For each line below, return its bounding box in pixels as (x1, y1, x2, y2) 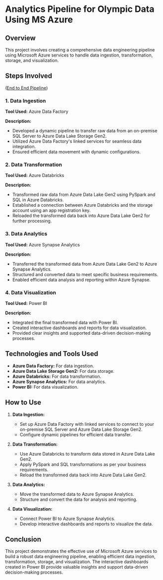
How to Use (5, 398, 42, 407)
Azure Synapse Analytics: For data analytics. (12, 378, 107, 385)
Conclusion (5, 535, 42, 544)
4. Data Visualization (5, 289, 56, 296)
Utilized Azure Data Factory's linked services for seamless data (12, 138, 142, 144)
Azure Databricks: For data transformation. (12, 373, 102, 379)
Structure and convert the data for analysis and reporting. (19, 496, 138, 502)
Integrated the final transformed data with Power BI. (12, 320, 118, 325)
